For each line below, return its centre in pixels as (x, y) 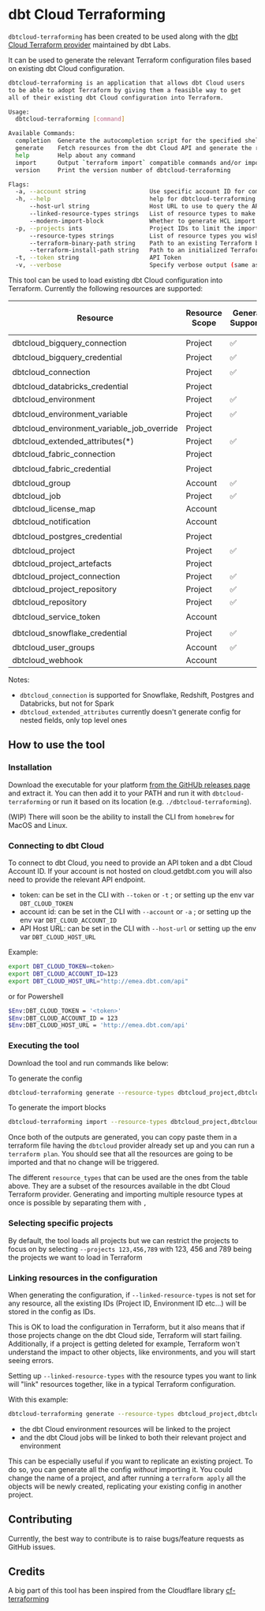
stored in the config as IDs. (52, 1311)
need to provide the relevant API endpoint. (77, 880)
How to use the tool (56, 745)
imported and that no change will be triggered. (84, 1163)
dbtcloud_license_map (54, 509)
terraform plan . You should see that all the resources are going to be (121, 1154)
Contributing (40, 1520)
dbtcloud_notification (51, 522)
